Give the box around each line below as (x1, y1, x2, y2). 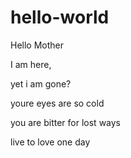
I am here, (10, 58, 52, 70)
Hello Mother (10, 39, 65, 51)
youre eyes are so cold (10, 97, 105, 109)
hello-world (10, 6, 110, 29)
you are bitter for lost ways (10, 116, 121, 128)
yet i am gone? (10, 77, 72, 90)
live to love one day (10, 136, 91, 148)
